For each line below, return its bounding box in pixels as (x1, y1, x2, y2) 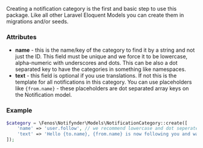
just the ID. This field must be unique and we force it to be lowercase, (14, 53, 188, 60)
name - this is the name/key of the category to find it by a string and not (14, 46, 195, 54)
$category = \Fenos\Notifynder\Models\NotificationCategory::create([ (6, 120, 188, 126)
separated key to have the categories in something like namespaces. (14, 66, 186, 73)
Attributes (6, 32, 37, 41)
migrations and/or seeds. (6, 18, 69, 25)
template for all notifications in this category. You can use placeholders (14, 78, 192, 86)
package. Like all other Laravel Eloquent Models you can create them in (6, 11, 184, 19)
